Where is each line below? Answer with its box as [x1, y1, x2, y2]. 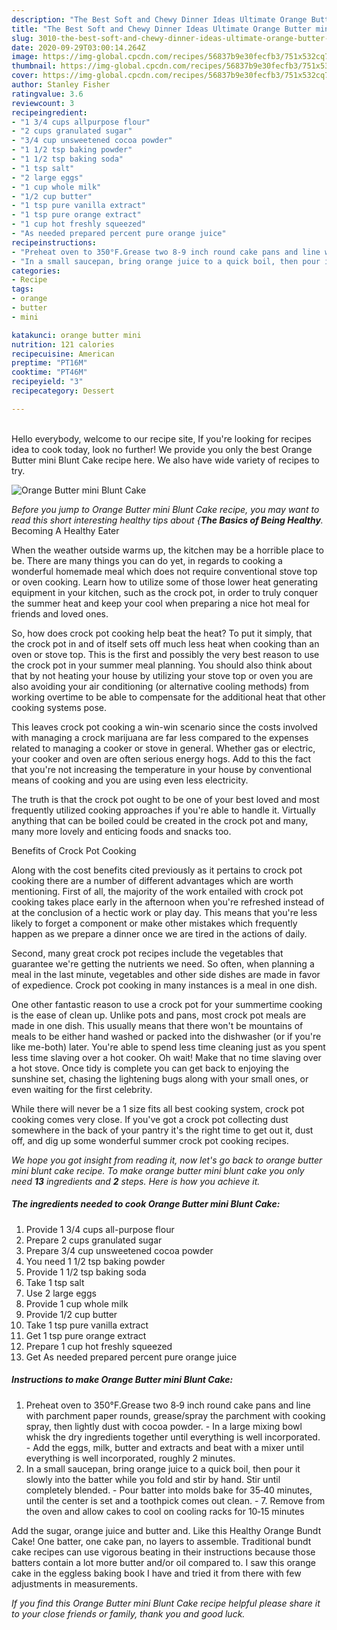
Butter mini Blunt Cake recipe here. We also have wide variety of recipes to [11, 454, 320, 466]
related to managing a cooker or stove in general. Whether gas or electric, [11, 742, 316, 754]
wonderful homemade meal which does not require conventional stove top [11, 565, 318, 577]
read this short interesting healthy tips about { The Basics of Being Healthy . [11, 514, 324, 526]
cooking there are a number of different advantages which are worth [11, 874, 294, 886]
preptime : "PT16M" [11, 358, 88, 368]
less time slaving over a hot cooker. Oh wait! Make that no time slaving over [11, 1051, 322, 1063]
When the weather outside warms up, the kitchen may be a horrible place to [11, 544, 324, 556]
